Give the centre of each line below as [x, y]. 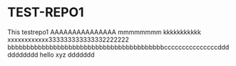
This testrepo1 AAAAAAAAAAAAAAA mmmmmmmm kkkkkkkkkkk [104, 32]
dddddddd [23, 55]
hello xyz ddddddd [67, 55]
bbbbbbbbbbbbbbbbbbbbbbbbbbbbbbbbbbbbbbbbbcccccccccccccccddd [118, 47]
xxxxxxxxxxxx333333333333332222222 [68, 39]
